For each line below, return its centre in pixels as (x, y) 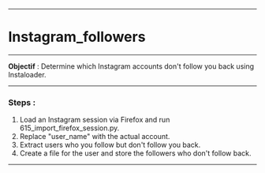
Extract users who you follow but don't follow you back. (110, 145)
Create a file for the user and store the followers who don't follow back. (135, 153)
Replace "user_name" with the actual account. (95, 137)
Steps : (22, 102)
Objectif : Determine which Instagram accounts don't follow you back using (131, 66)
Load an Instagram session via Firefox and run (95, 120)
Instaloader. (27, 74)
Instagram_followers (77, 37)
